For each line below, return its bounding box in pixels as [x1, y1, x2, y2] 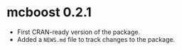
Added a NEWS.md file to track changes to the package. [16, 35, 176, 43]
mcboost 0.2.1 [6, 4, 92, 21]
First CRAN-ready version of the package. [16, 28, 140, 36]
